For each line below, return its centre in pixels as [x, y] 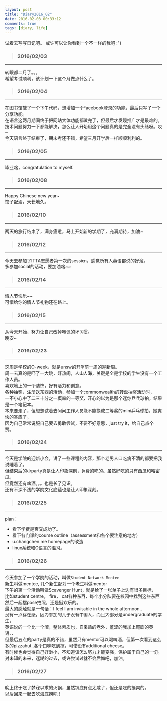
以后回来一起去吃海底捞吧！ [34, 694]
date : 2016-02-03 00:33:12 [33, 19]
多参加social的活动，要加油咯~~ [38, 266]
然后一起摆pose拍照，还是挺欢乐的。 [43, 602]
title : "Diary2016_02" [29, 14]
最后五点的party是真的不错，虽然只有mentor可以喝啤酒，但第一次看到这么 [85, 639]
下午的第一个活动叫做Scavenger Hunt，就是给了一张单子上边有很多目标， [81, 590]
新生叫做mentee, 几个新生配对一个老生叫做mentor [56, 583]
